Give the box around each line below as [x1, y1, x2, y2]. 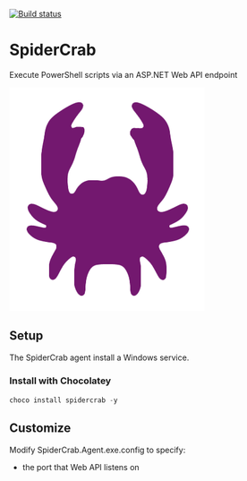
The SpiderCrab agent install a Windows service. [9, 352, 190, 363]
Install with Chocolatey [9, 374, 112, 387]
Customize [9, 421, 72, 436]
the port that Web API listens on [21, 461, 141, 472]
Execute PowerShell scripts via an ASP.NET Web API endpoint [9, 69, 238, 80]
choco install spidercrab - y [9, 396, 118, 405]
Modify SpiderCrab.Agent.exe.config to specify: [9, 444, 186, 455]
